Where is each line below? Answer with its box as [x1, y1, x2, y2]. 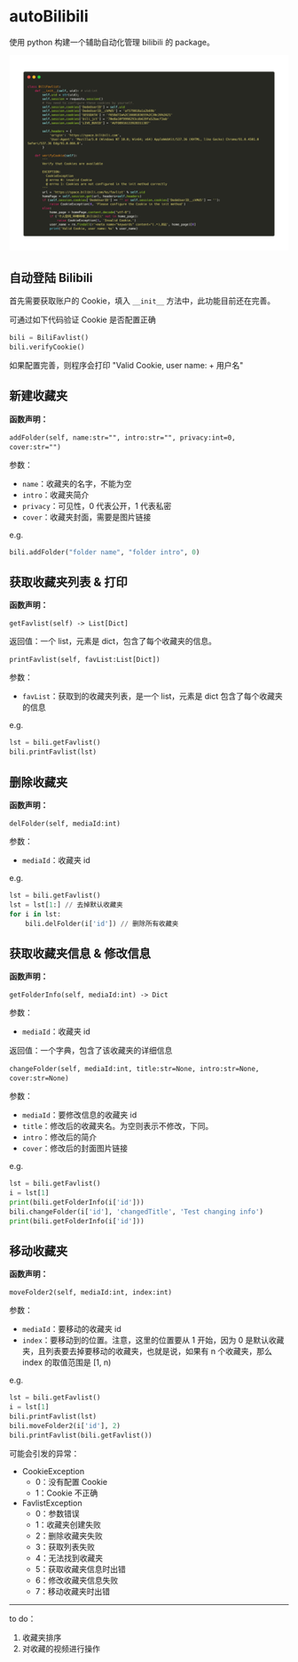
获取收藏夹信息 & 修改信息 [9, 946, 152, 961]
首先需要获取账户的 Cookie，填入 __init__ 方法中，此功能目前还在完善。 [9, 295, 276, 306]
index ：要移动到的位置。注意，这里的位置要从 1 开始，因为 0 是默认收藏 [21, 1335, 285, 1345]
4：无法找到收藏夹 [35, 1553, 104, 1563]
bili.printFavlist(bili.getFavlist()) [9, 1431, 153, 1440]
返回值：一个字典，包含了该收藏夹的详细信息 [9, 1045, 173, 1056]
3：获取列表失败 [35, 1541, 96, 1552]
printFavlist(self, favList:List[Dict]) [9, 656, 161, 665]
